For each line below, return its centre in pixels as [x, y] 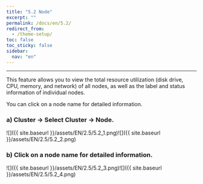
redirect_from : [25, 29]
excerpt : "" [21, 17]
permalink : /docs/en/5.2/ [39, 23]
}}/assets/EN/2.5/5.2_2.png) [41, 139]
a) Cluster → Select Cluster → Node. [60, 119]
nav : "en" [24, 57]
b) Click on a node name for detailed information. [79, 154]
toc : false [20, 40]
